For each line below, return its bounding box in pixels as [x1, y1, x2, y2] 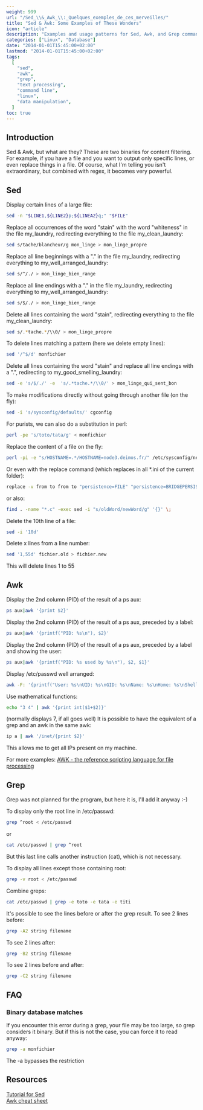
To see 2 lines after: [6, 938, 56, 946]
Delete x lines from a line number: [6, 540, 91, 547]
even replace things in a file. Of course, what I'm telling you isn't [6, 161, 166, 168]
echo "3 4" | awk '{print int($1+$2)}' [6, 704, 107, 710]
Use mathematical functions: [6, 693, 78, 700]
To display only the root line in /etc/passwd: [6, 807, 115, 815]
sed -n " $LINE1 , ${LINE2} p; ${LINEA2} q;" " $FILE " [6, 213, 129, 219]
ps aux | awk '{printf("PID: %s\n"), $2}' [6, 630, 110, 636]
